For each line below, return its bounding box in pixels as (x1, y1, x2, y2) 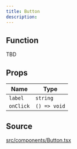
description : (6, 14, 38, 20)
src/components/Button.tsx (6, 136, 71, 143)
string (35, 95, 54, 102)
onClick (9, 103, 30, 109)
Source (6, 121, 33, 131)
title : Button (6, 8, 41, 15)
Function (6, 36, 39, 45)
